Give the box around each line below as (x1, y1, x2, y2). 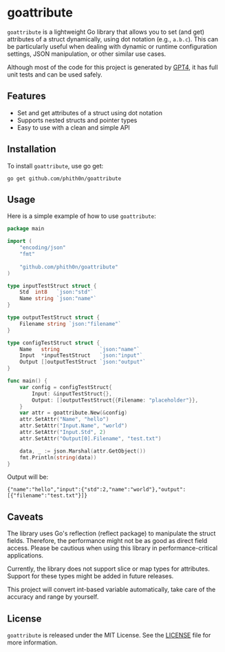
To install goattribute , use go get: (7, 161, 104, 170)
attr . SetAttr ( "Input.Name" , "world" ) (19, 422, 128, 429)
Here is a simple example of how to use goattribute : (7, 212, 156, 220)
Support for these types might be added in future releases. (7, 572, 174, 580)
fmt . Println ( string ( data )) (19, 454, 97, 461)
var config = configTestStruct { (19, 384, 112, 391)
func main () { (7, 377, 48, 384)
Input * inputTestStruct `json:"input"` (19, 352, 143, 359)
